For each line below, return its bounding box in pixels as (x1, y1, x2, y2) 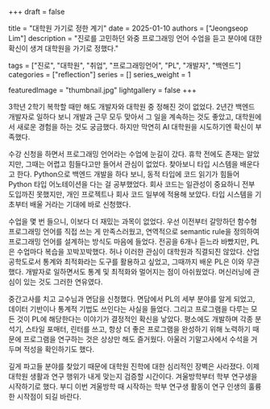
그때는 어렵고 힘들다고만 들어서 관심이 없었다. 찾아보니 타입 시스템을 (25, 159, 239, 168)
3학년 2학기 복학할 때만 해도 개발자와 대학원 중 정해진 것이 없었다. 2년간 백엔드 (8, 102, 255, 111)
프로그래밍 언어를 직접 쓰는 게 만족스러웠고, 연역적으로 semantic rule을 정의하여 (8, 227, 260, 236)
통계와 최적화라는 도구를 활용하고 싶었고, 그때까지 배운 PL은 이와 (43, 257, 245, 266)
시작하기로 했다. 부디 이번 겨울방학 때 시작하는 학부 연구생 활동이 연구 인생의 (8, 382, 247, 391)
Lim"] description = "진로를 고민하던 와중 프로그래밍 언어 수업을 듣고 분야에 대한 (8, 34, 263, 43)
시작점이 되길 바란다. (16, 392, 82, 401)
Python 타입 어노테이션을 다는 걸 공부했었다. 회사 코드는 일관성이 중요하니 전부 (8, 180, 255, 188)
